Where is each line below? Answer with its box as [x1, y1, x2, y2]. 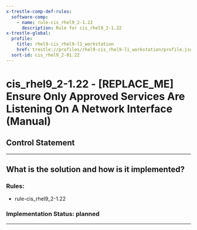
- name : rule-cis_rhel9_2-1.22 [16, 19, 93, 25]
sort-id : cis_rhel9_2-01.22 [11, 52, 80, 58]
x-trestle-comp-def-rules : [6, 8, 72, 15]
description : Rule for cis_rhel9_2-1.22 [21, 25, 122, 31]
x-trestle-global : [6, 30, 51, 36]
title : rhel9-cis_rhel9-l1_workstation [16, 42, 114, 47]
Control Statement [6, 138, 75, 148]
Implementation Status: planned [6, 210, 100, 218]
